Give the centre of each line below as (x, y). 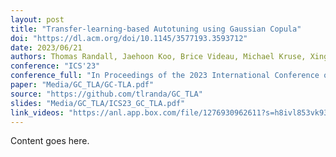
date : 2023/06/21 (46, 47)
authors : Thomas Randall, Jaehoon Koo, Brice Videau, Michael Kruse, (158, 57)
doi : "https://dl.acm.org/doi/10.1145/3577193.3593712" (129, 38)
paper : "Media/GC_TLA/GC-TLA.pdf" (82, 85)
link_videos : (37, 112)
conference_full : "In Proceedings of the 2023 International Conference (165, 76)
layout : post (37, 19)
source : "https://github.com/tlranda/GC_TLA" (106, 94)
